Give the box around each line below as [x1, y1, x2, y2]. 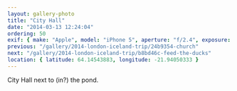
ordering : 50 [7, 30, 46, 37]
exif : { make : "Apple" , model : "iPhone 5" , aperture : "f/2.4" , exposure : [7, 37, 231, 44]
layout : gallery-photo [7, 10, 75, 18]
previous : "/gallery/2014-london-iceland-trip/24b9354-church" [7, 43, 199, 50]
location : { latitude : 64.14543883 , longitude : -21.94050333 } [7, 56, 199, 63]
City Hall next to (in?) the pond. [7, 75, 99, 84]
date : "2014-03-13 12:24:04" [7, 23, 94, 30]
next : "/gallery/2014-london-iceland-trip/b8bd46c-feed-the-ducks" [7, 50, 212, 57]
